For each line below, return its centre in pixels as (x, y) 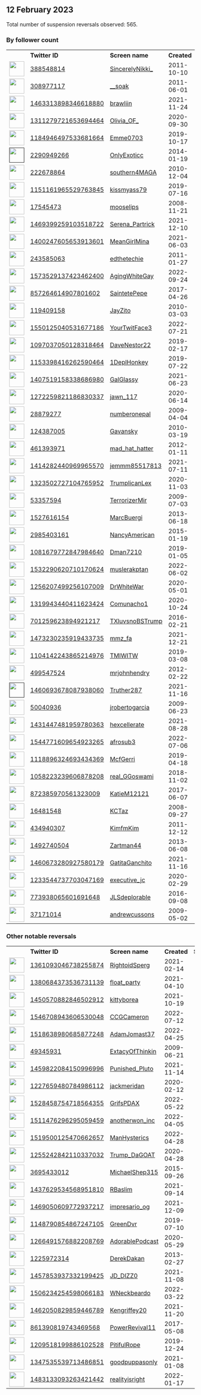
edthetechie (127, 259)
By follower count (32, 40)
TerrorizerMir (128, 501)
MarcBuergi (126, 517)
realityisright (127, 1379)
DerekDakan (127, 1259)
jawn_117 (124, 397)
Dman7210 (126, 552)
